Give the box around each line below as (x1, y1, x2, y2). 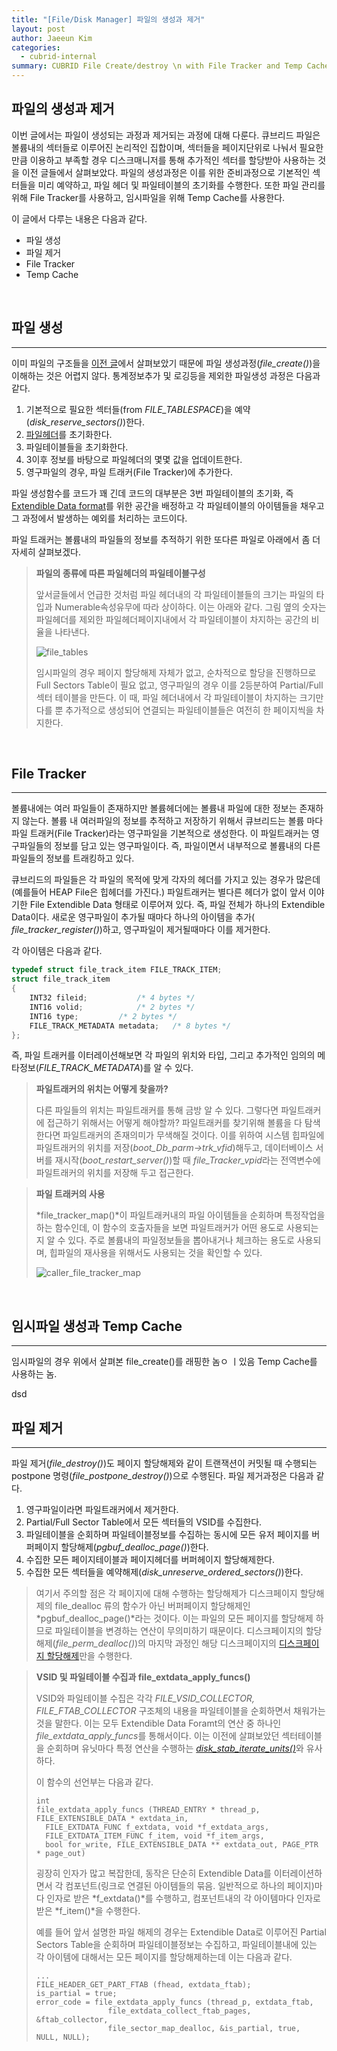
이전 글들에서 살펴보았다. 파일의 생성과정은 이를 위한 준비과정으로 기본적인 (21, 166, 311, 178)
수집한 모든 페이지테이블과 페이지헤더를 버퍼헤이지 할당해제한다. (25, 1554, 276, 1566)
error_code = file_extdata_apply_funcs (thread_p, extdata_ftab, (35, 1997, 314, 2008)
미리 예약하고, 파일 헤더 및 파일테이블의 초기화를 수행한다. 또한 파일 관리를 (37, 179, 326, 191)
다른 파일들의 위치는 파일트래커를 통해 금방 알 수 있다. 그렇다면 (35, 1104, 279, 1116)
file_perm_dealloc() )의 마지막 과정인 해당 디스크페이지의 (55, 1637, 277, 1650)
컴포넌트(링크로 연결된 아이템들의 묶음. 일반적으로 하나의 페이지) (65, 1880, 315, 1892)
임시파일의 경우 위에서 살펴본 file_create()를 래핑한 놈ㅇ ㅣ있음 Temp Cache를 (11, 1356, 318, 1368)
